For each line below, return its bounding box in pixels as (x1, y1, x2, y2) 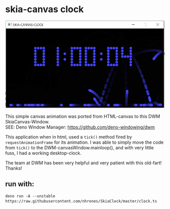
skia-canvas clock (5, 4, 84, 15)
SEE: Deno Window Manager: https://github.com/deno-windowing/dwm (5, 124, 155, 130)
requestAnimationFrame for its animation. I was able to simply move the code (5, 139, 164, 145)
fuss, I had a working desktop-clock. (5, 150, 82, 156)
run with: (5, 180, 34, 188)
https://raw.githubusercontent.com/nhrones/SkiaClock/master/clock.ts (5, 199, 157, 204)
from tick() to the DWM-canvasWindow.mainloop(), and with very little (5, 144, 154, 150)
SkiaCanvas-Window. (5, 118, 50, 124)
